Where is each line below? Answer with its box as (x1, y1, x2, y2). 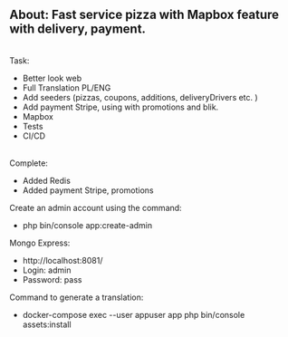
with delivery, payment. (9, 22, 147, 37)
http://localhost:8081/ (22, 255, 103, 265)
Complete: (9, 158, 48, 168)
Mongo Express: (9, 237, 71, 248)
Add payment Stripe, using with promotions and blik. (22, 101, 219, 112)
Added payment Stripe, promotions (22, 185, 154, 196)
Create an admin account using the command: (9, 202, 183, 213)
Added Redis (22, 175, 71, 186)
